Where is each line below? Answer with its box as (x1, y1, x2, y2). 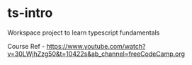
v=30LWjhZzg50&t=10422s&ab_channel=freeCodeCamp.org (7, 49, 186, 58)
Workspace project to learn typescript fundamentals (7, 28, 160, 37)
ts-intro (7, 5, 53, 21)
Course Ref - (7, 42, 45, 50)
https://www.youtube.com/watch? (46, 42, 146, 50)
